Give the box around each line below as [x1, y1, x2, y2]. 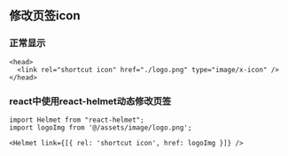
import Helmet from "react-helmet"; [9, 115, 144, 124]
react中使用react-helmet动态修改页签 [9, 95, 172, 108]
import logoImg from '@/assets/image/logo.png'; [9, 123, 192, 132]
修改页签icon [9, 8, 81, 24]
